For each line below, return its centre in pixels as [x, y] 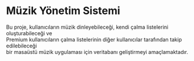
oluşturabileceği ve [29, 33]
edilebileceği [21, 46]
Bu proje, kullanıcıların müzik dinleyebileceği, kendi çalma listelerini [87, 27]
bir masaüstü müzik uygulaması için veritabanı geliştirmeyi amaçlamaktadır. [97, 52]
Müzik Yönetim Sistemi [63, 11]
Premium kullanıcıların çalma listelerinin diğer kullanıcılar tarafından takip [94, 39]
